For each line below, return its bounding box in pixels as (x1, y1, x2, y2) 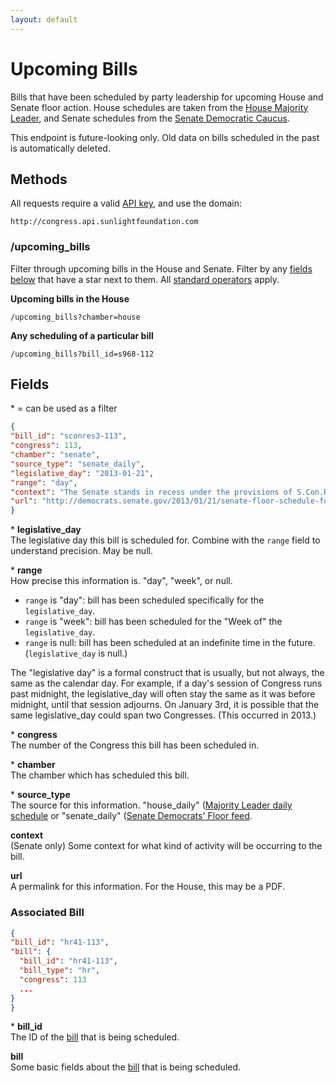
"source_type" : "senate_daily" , (10, 459, 145, 469)
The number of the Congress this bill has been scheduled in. (10, 739, 260, 751)
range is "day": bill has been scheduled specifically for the (24, 594, 265, 606)
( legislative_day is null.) (24, 647, 128, 660)
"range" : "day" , (10, 477, 78, 488)
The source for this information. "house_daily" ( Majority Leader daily (10, 799, 293, 811)
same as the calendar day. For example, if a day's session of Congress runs (10, 677, 323, 690)
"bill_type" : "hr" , (19, 966, 101, 976)
